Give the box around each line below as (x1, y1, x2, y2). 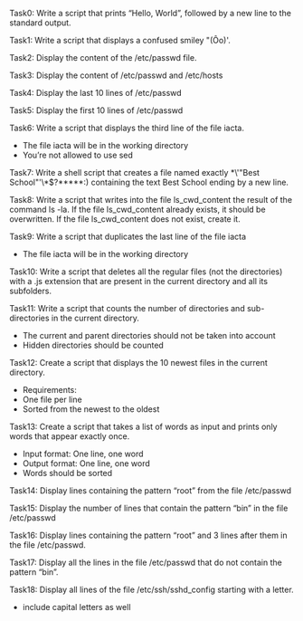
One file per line (22, 394, 83, 405)
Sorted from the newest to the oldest (22, 404, 160, 415)
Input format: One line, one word (22, 448, 144, 459)
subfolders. (9, 285, 52, 296)
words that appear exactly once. (9, 431, 130, 442)
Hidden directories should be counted (22, 339, 165, 350)
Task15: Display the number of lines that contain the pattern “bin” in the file (9, 502, 289, 513)
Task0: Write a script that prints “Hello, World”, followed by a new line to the (9, 8, 292, 18)
